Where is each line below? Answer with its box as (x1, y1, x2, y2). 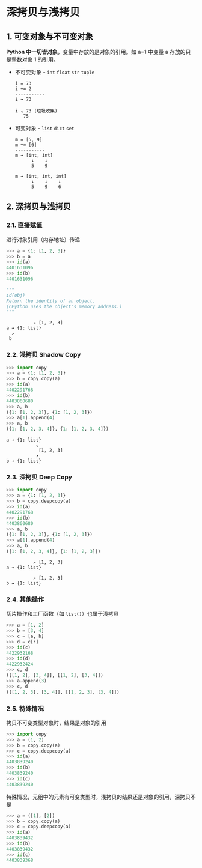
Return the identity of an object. (6, 298, 96, 304)
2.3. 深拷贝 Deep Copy (6, 473, 72, 481)
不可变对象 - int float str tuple (14, 68, 95, 76)
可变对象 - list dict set (14, 124, 75, 132)
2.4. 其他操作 (6, 595, 44, 604)
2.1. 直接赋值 (6, 221, 43, 229)
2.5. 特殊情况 (6, 704, 44, 712)
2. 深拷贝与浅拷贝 (6, 202, 71, 212)
